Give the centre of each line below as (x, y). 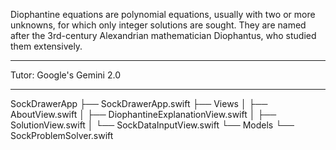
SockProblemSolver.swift (62, 135)
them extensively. (46, 46)
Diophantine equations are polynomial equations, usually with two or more (163, 14)
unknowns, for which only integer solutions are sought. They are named (158, 25)
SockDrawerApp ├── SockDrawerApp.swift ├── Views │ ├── (139, 103)
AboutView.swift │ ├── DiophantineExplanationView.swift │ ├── (143, 114)
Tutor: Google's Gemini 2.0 (65, 75)
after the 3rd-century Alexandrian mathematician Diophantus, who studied (163, 35)
